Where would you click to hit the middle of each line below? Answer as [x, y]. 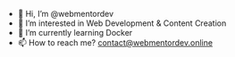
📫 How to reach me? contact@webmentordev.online [115, 43]
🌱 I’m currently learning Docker [75, 33]
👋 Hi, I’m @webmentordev [66, 14]
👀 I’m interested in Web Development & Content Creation [122, 23]
